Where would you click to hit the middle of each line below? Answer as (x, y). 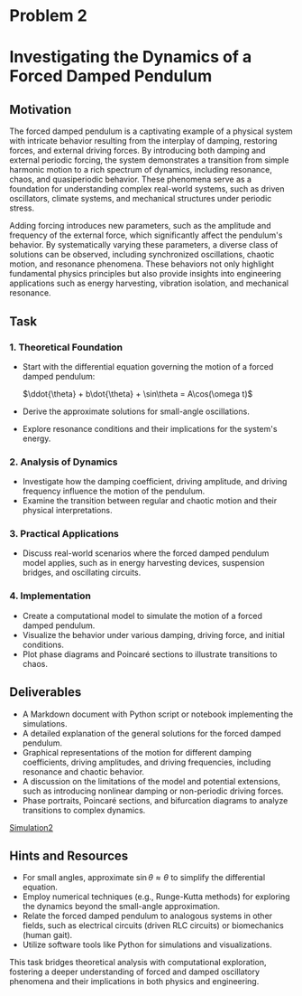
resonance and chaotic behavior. (83, 771)
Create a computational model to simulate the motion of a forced (142, 615)
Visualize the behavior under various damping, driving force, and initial (154, 634)
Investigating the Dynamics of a (131, 57)
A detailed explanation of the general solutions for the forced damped (151, 733)
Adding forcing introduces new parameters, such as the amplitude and (141, 226)
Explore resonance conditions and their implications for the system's (150, 428)
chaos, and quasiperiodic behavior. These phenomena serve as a (131, 179)
